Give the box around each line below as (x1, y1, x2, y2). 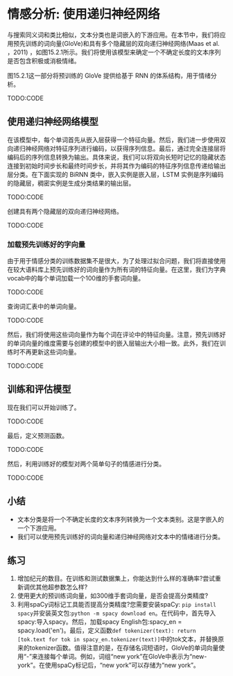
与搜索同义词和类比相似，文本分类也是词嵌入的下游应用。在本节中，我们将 (7, 31, 220, 39)
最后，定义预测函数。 (7, 431, 68, 439)
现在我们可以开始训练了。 (7, 403, 80, 412)
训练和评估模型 (7, 383, 71, 396)
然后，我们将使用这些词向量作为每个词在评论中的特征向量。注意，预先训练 (7, 330, 220, 339)
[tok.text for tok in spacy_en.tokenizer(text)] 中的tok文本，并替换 (17, 635, 218, 643)
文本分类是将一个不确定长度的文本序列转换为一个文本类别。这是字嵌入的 (17, 515, 224, 523)
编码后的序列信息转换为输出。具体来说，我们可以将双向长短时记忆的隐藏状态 (7, 153, 226, 161)
